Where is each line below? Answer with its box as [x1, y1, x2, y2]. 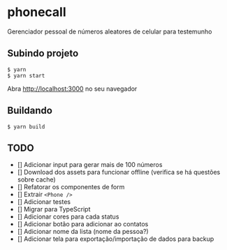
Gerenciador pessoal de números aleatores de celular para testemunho [7, 27, 212, 36]
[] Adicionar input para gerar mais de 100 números [17, 161, 163, 169]
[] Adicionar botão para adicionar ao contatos [17, 220, 149, 228]
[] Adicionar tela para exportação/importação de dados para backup [17, 235, 214, 243]
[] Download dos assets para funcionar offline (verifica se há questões [17, 168, 221, 177]
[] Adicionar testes [17, 198, 71, 206]
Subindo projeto [7, 47, 79, 59]
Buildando [7, 105, 52, 117]
